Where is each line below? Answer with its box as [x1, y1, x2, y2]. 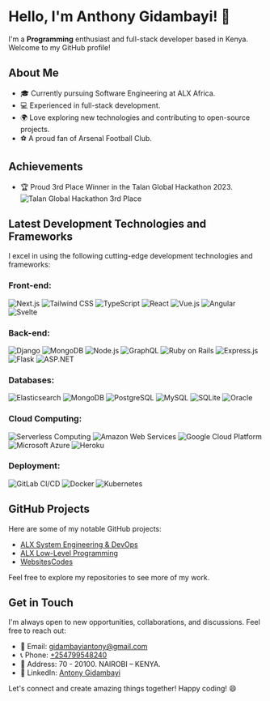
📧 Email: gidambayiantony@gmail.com [19, 642, 148, 652]
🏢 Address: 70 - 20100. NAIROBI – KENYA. [19, 660, 161, 669]
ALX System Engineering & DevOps [19, 539, 139, 549]
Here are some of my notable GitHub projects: [8, 524, 162, 533]
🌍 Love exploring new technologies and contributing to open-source [19, 113, 251, 122]
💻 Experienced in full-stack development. [19, 100, 161, 110]
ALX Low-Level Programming [19, 548, 119, 558]
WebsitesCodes [19, 557, 74, 566]
